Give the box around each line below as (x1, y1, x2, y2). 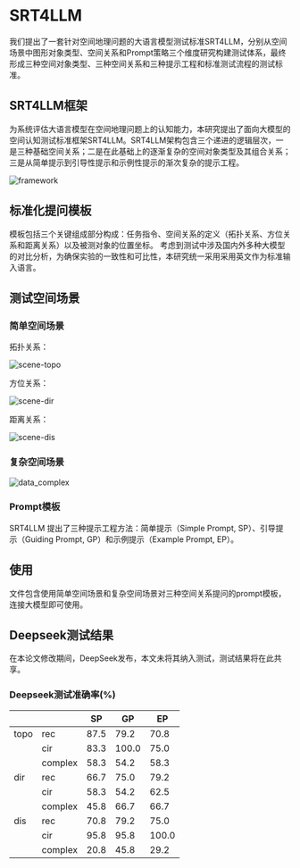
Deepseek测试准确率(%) (9, 689, 116, 701)
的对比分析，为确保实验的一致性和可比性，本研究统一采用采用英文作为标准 (9, 251, 283, 262)
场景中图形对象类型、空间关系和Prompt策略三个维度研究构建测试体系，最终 (9, 46, 287, 58)
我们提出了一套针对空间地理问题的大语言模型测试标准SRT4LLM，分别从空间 (9, 36, 287, 46)
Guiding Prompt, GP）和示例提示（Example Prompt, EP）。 (24, 533, 239, 545)
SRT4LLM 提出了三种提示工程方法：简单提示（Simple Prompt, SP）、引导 (9, 522, 276, 533)
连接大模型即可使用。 (9, 599, 87, 610)
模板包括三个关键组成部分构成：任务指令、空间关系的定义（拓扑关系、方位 (9, 229, 283, 239)
